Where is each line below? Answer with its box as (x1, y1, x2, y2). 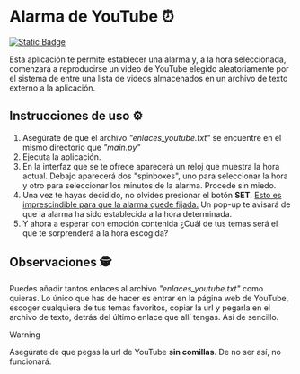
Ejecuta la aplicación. (22, 151, 101, 162)
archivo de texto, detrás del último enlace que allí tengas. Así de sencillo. (9, 311, 279, 322)
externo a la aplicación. (9, 83, 96, 93)
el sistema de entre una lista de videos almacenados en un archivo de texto (9, 73, 288, 83)
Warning (9, 329, 40, 340)
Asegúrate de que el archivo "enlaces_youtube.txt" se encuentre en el (22, 132, 282, 143)
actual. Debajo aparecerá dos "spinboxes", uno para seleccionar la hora (22, 170, 289, 181)
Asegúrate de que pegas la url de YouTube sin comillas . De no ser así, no (9, 346, 281, 357)
